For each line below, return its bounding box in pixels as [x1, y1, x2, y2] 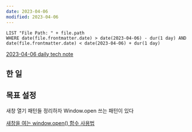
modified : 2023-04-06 [6, 14, 59, 20]
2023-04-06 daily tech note [6, 50, 74, 57]
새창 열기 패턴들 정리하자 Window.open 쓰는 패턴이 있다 [6, 107, 134, 114]
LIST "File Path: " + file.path [6, 30, 85, 36]
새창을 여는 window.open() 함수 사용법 [6, 119, 95, 126]
